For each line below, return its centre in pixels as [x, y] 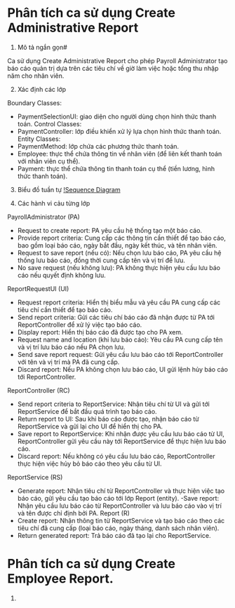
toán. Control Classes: [49, 123]
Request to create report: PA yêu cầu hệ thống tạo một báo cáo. [109, 230]
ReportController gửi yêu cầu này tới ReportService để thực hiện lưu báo [122, 441]
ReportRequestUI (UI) [38, 288]
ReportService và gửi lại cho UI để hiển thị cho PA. [90, 426]
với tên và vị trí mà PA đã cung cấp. [68, 362]
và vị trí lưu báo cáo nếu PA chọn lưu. [71, 347]
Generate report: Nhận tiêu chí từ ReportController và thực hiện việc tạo [121, 491]
